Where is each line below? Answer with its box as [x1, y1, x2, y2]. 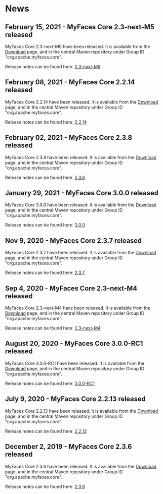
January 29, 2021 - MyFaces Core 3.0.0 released [5, 189, 159, 197]
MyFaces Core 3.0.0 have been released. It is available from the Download [5, 202, 157, 208]
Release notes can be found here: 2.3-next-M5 [5, 64, 101, 69]
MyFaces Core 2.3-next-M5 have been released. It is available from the [5, 44, 151, 50]
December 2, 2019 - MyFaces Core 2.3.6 [5, 442, 132, 451]
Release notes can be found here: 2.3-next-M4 [5, 325, 101, 331]
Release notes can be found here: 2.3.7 [5, 270, 85, 275]
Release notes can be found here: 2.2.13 [5, 428, 87, 434]
